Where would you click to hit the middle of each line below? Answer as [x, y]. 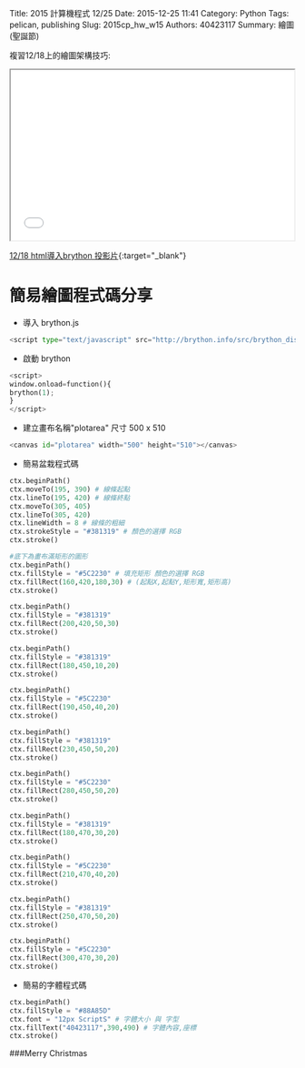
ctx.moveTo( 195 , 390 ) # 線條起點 [70, 489]
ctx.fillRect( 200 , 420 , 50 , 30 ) [64, 624]
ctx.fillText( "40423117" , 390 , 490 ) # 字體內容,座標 [103, 1028]
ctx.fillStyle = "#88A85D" [60, 1011]
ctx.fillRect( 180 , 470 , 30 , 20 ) [64, 832]
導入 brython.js [51, 322]
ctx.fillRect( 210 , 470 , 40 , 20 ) [64, 875]
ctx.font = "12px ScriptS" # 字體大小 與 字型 [94, 1019]
